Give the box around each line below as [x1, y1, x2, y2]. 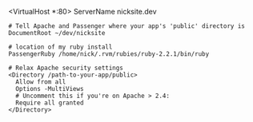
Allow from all [15, 78, 66, 86]
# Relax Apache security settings [8, 64, 124, 72]
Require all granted [15, 99, 84, 107]
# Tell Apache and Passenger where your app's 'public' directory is [8, 22, 246, 30]
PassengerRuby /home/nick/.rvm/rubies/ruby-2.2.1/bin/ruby [8, 50, 210, 58]
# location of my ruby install [8, 43, 113, 51]
